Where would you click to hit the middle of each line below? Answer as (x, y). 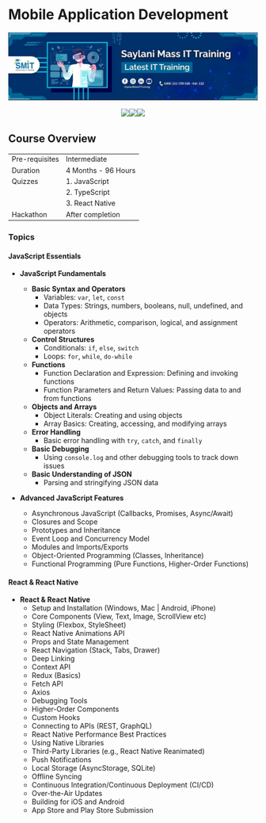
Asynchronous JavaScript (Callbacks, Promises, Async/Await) (132, 514)
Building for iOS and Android (78, 802)
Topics (22, 237)
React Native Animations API (78, 634)
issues (54, 466)
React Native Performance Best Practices (99, 734)
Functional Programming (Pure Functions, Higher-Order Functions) (140, 564)
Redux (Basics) (56, 676)
